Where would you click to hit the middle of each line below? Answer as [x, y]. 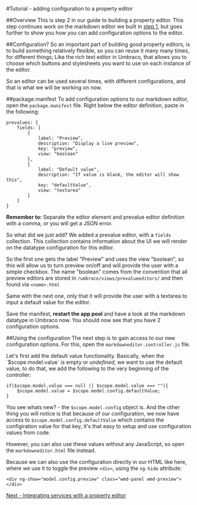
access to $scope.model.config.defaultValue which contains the [85, 420]
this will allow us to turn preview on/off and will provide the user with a [92, 265]
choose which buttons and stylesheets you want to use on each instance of [99, 63]
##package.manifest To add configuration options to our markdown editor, [97, 99]
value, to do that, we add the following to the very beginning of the [88, 368]
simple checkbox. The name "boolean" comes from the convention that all [97, 272]
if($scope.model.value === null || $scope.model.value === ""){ [87, 386]
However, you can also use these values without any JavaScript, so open [96, 444]
